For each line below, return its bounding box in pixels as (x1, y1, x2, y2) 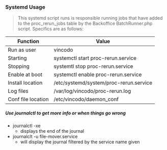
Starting (8, 55, 27, 62)
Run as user (8, 47, 37, 54)
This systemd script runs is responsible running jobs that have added (17, 15, 163, 21)
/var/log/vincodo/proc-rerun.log (53, 88, 131, 95)
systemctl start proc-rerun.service (53, 55, 136, 62)
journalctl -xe (12, 123, 41, 129)
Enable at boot (8, 71, 43, 78)
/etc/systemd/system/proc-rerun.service (53, 80, 153, 87)
